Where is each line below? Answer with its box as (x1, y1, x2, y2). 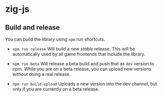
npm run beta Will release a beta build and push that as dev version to (12, 61, 155, 66)
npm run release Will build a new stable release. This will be (12, 46, 135, 51)
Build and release (5, 23, 60, 32)
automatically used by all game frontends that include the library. (12, 51, 146, 57)
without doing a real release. (12, 71, 71, 77)
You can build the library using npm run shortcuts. (5, 36, 105, 42)
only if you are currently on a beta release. (12, 86, 99, 92)
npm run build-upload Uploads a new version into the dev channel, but (12, 81, 158, 87)
